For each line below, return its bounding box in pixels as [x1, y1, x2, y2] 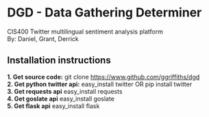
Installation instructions [7, 55, 111, 66]
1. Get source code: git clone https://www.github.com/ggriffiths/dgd [7, 73, 200, 81]
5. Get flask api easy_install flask [7, 101, 100, 110]
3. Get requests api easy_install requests [7, 87, 123, 95]
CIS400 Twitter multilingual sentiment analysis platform [7, 27, 163, 36]
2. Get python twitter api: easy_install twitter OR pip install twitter [7, 80, 193, 88]
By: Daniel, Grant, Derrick [7, 34, 79, 42]
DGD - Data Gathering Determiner [7, 5, 202, 21]
